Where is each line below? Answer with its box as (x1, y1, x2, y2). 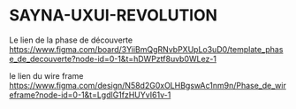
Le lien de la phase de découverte (9, 35, 133, 45)
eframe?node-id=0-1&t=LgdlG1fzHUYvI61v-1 (9, 90, 171, 100)
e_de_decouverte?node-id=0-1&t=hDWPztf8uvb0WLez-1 (9, 53, 217, 64)
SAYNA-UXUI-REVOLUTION (9, 5, 218, 26)
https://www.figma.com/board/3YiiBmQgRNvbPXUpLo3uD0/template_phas (9, 43, 284, 54)
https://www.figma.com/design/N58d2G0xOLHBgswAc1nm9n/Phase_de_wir (9, 80, 287, 90)
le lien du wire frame (9, 70, 84, 81)
